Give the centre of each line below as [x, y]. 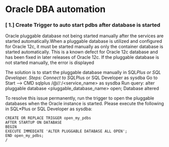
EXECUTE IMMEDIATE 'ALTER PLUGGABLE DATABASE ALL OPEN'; [66, 131]
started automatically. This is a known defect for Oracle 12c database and [81, 52]
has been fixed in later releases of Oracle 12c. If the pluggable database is [82, 57]
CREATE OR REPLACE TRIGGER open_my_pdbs [48, 118]
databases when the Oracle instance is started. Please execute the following [84, 104]
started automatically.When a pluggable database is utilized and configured [84, 41]
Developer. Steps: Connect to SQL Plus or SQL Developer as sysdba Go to [81, 78]
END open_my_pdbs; [24, 136]
